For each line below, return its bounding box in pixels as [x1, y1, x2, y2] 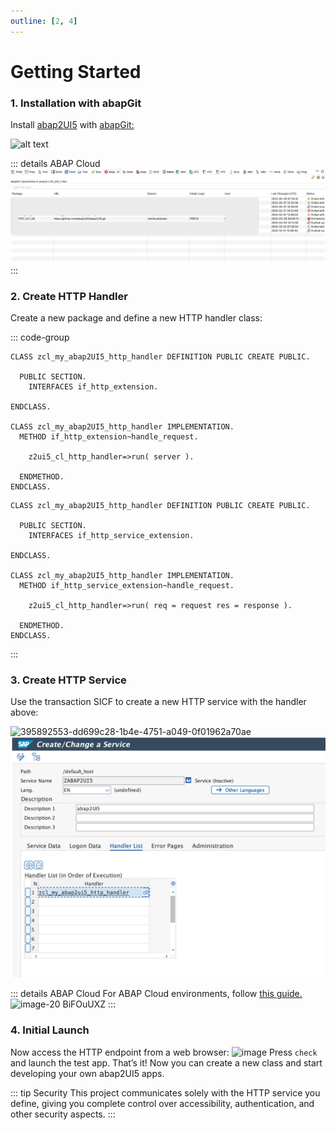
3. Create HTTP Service [10, 673, 127, 687]
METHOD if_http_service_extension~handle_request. [19, 581, 235, 591]
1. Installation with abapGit [10, 96, 142, 110]
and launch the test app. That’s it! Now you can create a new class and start [10, 1056, 323, 1069]
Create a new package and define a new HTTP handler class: [10, 312, 263, 324]
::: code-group [10, 331, 70, 344]
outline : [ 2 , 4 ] [10, 16, 78, 26]
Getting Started [10, 60, 142, 83]
